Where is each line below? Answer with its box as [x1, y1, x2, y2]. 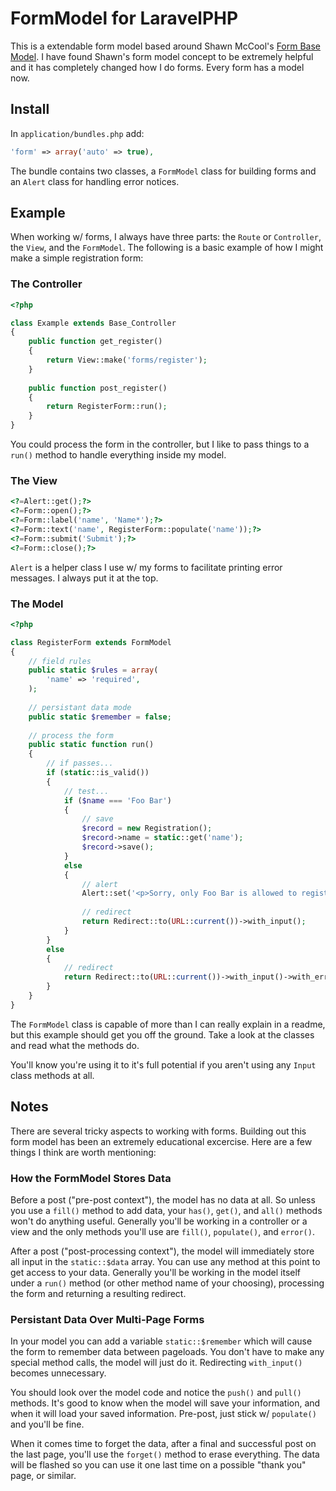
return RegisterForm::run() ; [46, 402, 168, 412]
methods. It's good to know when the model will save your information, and [10, 1397, 321, 1409]
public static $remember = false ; [28, 712, 172, 722]
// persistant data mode [28, 702, 132, 712]
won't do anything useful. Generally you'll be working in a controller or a [10, 1215, 308, 1227]
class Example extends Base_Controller [10, 318, 177, 328]
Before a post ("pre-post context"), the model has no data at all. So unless [10, 1193, 316, 1206]
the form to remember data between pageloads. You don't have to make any [10, 1346, 325, 1358]
